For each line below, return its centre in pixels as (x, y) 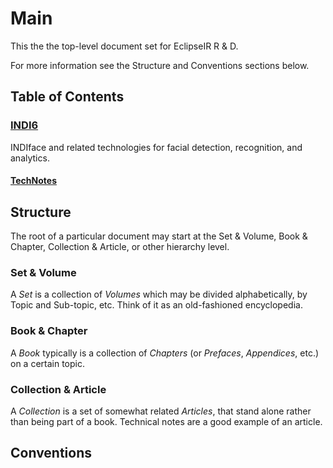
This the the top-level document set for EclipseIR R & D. (124, 46)
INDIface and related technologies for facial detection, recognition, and (156, 147)
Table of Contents (67, 97)
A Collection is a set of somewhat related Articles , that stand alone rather (161, 411)
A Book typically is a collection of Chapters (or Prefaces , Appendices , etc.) (165, 353)
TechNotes (33, 181)
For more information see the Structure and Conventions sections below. (160, 65)
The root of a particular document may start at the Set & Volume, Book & (159, 236)
